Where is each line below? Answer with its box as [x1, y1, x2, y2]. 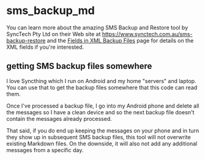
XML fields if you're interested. [6, 43, 84, 51]
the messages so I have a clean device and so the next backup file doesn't [6, 108, 195, 116]
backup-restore [6, 37, 46, 44]
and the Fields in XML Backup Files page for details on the [47, 37, 194, 44]
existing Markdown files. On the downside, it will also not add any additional [6, 140, 198, 147]
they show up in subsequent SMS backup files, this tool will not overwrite [6, 133, 191, 140]
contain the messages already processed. [6, 115, 112, 122]
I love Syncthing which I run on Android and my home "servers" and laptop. [6, 77, 197, 84]
